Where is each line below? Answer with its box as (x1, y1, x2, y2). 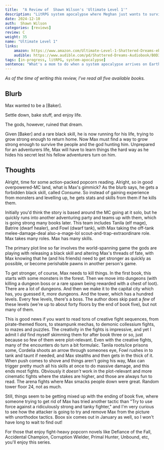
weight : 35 (5, 35, 27, 40)
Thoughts (5, 166, 36, 175)
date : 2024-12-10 (5, 16, 41, 21)
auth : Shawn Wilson (5, 21, 47, 26)
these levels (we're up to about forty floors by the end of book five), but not (5, 301, 157, 307)
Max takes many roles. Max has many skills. (5, 235, 94, 241)
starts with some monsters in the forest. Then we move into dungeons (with (5, 275, 157, 281)
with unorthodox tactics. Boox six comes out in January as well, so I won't (5, 414, 154, 420)
